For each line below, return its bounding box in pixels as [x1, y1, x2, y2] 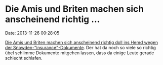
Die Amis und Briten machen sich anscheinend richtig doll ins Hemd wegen [5, 39, 158, 45]
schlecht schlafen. [5, 55, 43, 61]
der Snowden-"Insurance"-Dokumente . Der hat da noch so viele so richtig [5, 44, 156, 50]
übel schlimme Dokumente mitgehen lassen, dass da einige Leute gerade [5, 50, 154, 56]
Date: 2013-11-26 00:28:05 [5, 30, 60, 36]
